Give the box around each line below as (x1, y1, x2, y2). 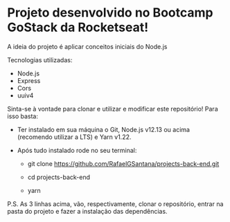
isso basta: (7, 112, 39, 120)
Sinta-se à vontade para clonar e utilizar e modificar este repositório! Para (7, 104, 218, 113)
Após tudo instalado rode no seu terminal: (17, 146, 137, 154)
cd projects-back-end (27, 173, 90, 181)
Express (17, 76, 41, 84)
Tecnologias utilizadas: (7, 55, 73, 64)
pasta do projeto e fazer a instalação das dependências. (7, 207, 168, 215)
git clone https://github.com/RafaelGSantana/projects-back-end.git (27, 159, 220, 167)
